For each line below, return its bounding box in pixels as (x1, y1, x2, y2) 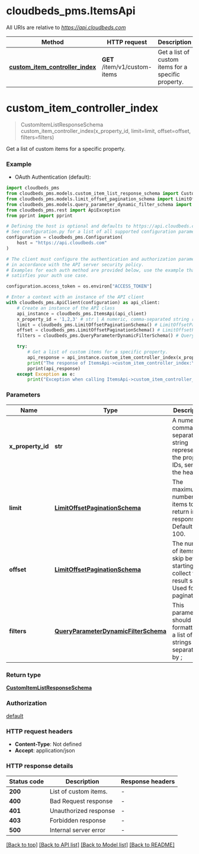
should (172, 616, 191, 624)
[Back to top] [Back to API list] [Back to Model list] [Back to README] (6, 841, 175, 848)
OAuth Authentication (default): (14, 173, 91, 181)
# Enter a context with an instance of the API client (6, 294, 145, 301)
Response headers (120, 777, 175, 785)
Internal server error (49, 825, 106, 834)
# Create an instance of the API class (17, 305, 115, 311)
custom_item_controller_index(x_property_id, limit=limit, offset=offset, (20, 127, 191, 134)
